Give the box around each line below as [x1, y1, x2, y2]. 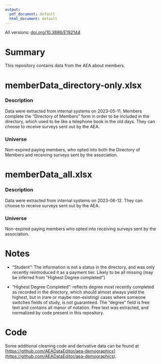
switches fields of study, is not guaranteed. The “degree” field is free [12, 299, 150, 305]
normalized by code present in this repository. [12, 309, 104, 315]
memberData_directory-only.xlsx [5, 80, 142, 91]
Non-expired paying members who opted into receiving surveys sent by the [5, 226, 156, 232]
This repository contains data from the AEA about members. [5, 63, 125, 69]
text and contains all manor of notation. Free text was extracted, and [12, 305, 149, 310]
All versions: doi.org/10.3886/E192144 [5, 30, 81, 36]
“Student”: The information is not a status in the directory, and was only [12, 264, 155, 270]
